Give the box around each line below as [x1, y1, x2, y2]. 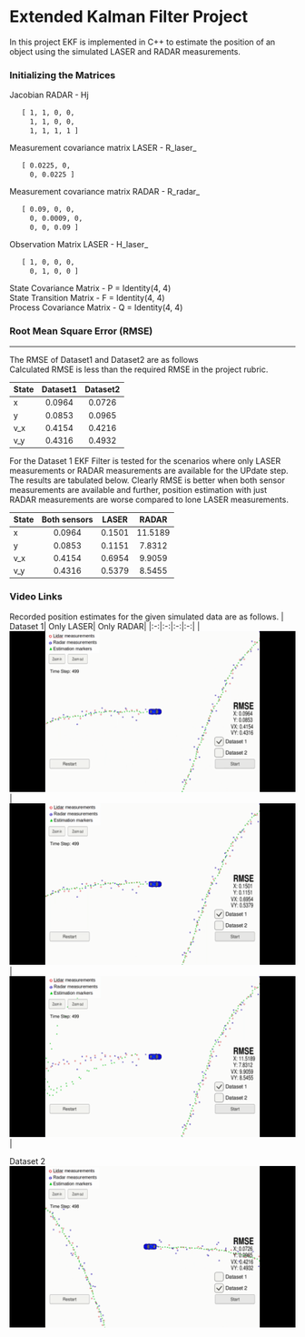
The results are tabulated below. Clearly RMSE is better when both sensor [9, 475, 286, 486]
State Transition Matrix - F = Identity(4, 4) [9, 293, 165, 304]
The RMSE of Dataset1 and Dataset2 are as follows [9, 354, 200, 365]
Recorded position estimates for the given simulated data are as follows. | [9, 611, 284, 622]
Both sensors [41, 514, 93, 525]
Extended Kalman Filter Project [9, 6, 248, 27]
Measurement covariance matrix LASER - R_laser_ [9, 143, 197, 154]
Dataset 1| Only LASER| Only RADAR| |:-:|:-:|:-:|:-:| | [9, 620, 201, 631]
